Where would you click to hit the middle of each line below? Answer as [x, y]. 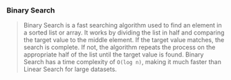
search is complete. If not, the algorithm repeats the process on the [119, 48]
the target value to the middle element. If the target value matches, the [124, 40]
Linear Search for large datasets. [70, 69]
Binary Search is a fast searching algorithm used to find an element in [122, 26]
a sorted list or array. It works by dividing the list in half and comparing [124, 32]
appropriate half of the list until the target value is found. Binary [113, 54]
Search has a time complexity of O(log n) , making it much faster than [122, 62]
